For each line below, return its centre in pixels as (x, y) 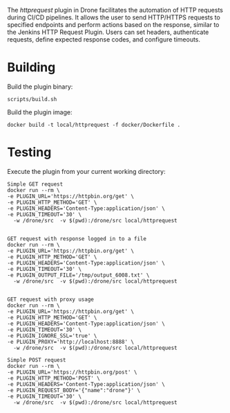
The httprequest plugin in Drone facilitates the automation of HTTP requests (115, 10)
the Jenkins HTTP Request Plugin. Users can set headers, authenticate (108, 32)
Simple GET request (35, 184)
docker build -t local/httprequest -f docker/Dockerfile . (94, 125)
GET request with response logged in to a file (77, 238)
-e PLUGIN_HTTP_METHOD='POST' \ (54, 378)
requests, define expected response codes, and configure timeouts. (104, 39)
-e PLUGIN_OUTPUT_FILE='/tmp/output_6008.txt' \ (78, 275)
